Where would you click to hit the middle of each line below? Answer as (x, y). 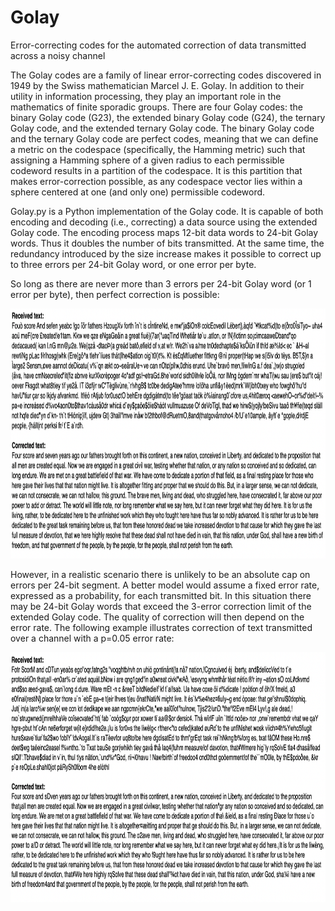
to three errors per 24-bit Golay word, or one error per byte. (133, 264)
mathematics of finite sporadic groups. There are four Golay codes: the (156, 107)
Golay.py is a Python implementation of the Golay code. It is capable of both (167, 211)
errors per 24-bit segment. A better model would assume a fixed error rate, (165, 585)
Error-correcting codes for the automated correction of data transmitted (158, 45)
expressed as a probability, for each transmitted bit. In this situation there (161, 595)
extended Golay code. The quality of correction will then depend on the (157, 617)
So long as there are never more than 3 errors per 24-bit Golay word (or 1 (161, 283)
